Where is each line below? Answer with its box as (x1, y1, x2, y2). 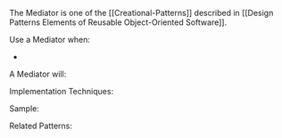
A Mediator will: (9, 69, 67, 79)
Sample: (9, 103, 40, 114)
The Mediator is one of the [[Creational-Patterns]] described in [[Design (9, 8, 274, 18)
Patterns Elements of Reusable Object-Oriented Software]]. (9, 17, 228, 28)
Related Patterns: (9, 120, 73, 131)
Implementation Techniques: (9, 86, 114, 96)
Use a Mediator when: (9, 35, 91, 45)
